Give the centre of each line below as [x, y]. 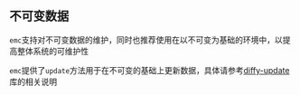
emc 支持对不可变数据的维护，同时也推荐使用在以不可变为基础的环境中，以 [146, 40]
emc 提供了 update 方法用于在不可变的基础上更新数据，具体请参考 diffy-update [150, 70]
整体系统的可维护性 [52, 51]
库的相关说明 [33, 81]
